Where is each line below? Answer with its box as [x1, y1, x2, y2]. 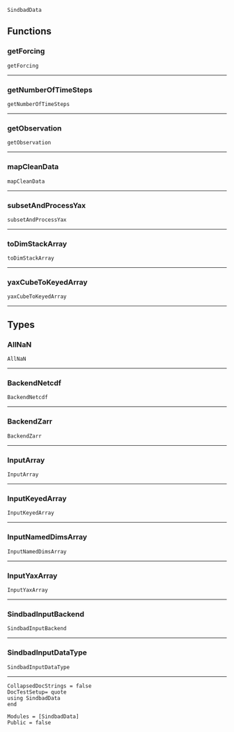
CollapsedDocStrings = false [7, 682, 92, 689]
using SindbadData [7, 694, 61, 701]
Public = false [7, 719, 52, 726]
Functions [7, 25, 52, 38]
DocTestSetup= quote [7, 688, 68, 696]
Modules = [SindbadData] [7, 712, 79, 720]
